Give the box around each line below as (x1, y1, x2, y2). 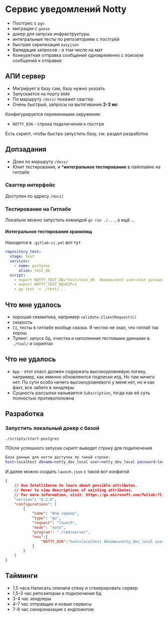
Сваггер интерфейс (5, 182, 56, 189)
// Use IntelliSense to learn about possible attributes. (14, 483, 137, 488)
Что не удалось (5, 355, 56, 363)
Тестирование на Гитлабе (5, 205, 71, 212)
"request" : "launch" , (31, 521, 77, 526)
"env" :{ (31, 534, 48, 539)
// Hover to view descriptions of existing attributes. (14, 487, 133, 492)
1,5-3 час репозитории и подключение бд (12, 590, 101, 596)
